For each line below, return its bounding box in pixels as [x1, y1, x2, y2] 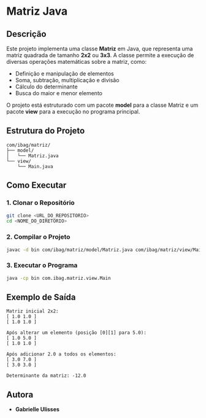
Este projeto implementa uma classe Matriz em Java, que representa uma [6, 45, 193, 52]
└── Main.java [17, 163, 53, 169]
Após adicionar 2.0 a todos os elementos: [6, 351, 116, 357]
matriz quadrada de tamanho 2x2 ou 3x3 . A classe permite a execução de [6, 52, 194, 59]
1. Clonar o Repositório [6, 198, 75, 207]
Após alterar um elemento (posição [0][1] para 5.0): [6, 330, 147, 336]
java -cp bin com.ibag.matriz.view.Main [6, 275, 112, 281]
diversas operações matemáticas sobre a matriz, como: [6, 58, 147, 65]
